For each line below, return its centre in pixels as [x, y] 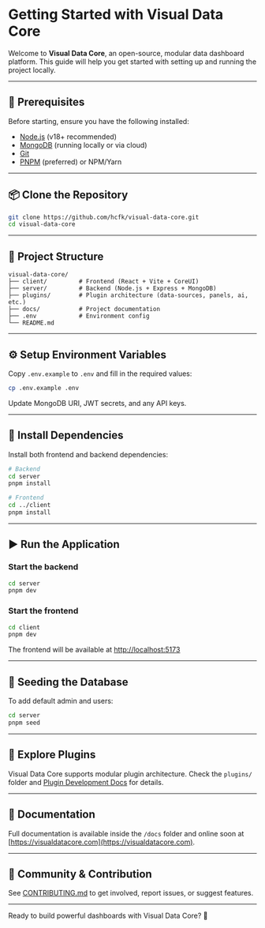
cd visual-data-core [42, 224]
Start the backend [43, 567]
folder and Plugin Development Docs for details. [86, 782]
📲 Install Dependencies [66, 436]
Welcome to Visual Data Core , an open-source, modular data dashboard [126, 53]
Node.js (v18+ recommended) [68, 137]
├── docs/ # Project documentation [84, 310]
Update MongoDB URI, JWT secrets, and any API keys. [97, 403]
